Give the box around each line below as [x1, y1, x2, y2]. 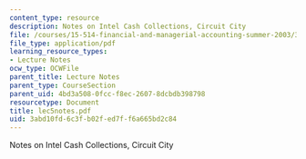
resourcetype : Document [9, 97, 100, 107]
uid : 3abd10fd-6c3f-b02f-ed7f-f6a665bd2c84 [9, 114, 178, 124]
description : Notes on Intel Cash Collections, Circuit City [9, 22, 247, 31]
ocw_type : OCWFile [9, 65, 79, 74]
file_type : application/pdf [9, 38, 117, 48]
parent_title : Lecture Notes [9, 73, 120, 82]
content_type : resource [9, 13, 100, 23]
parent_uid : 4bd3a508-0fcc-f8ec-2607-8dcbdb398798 [9, 89, 206, 98]
